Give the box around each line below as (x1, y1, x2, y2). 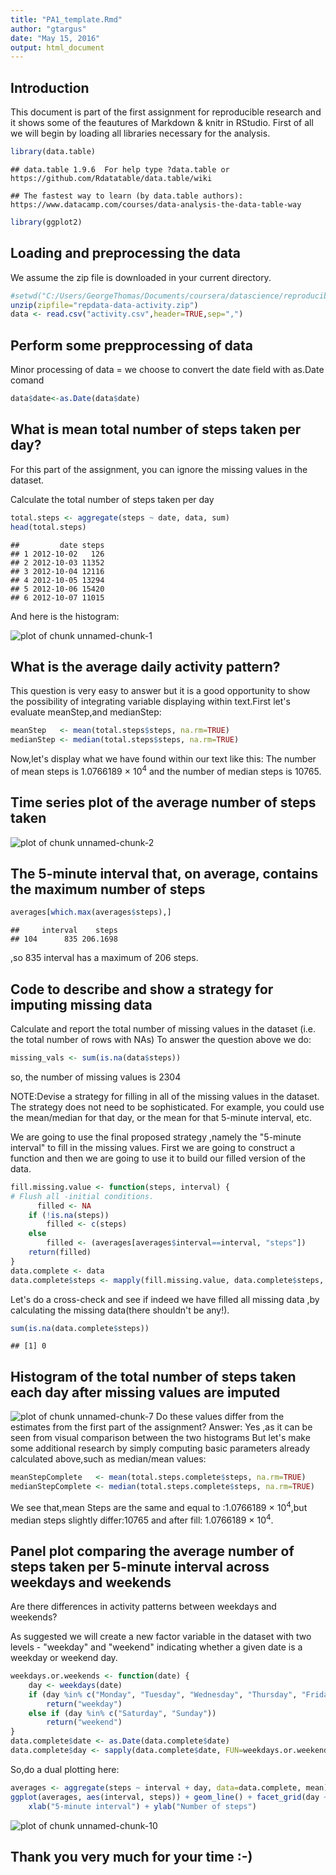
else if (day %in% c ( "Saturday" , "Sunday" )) (28, 1708, 217, 1718)
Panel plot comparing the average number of (10, 1542, 295, 1560)
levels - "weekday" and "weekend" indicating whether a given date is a (10, 1641, 303, 1653)
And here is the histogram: (10, 610, 120, 622)
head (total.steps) (10, 522, 87, 532)
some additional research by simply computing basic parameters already (10, 1442, 311, 1455)
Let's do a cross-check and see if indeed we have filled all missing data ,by (10, 1293, 320, 1305)
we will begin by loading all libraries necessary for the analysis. (10, 127, 271, 140)
